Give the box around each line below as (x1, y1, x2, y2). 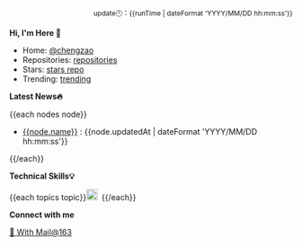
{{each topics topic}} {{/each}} (9, 192, 137, 202)
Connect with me (9, 209, 75, 220)
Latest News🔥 (9, 91, 63, 101)
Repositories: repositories (22, 55, 118, 65)
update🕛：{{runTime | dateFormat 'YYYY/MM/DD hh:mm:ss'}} (93, 9, 293, 18)
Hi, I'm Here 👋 (9, 28, 61, 38)
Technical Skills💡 (9, 171, 75, 181)
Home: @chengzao (22, 45, 94, 56)
